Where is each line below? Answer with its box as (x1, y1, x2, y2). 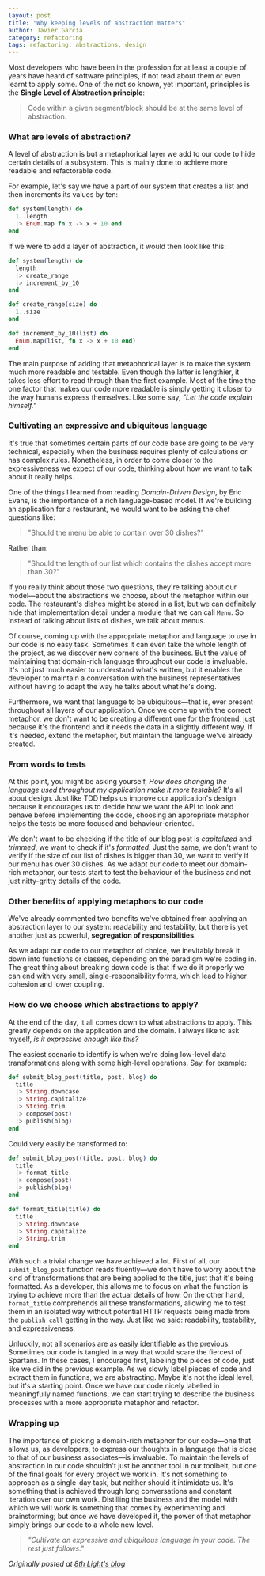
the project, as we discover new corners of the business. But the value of (8, 648, 247, 657)
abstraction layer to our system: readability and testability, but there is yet (8, 922, 248, 932)
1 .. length (15, 213, 47, 221)
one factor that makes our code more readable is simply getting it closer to (8, 384, 252, 393)
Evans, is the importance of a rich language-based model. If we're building (8, 495, 252, 505)
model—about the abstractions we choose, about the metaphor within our (8, 590, 249, 600)
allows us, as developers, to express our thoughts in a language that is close (8, 1444, 257, 1453)
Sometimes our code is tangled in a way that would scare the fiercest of (8, 1347, 243, 1357)
